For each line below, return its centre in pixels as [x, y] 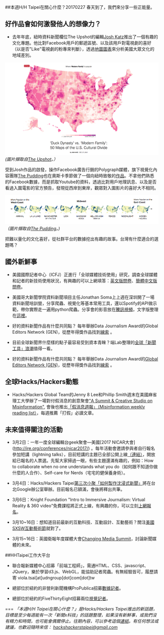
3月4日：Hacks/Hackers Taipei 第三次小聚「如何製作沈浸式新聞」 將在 [82, 483]
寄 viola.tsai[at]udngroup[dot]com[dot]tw [53, 578]
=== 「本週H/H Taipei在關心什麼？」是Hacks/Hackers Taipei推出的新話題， [81, 609]
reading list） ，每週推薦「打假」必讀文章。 [54, 413]
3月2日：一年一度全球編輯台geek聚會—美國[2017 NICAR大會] [73, 442]
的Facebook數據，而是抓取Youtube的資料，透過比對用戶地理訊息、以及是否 [81, 182]
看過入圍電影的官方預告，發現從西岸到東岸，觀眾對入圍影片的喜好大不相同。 [82, 188]
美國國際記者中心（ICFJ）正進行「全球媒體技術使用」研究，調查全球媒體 [85, 275]
